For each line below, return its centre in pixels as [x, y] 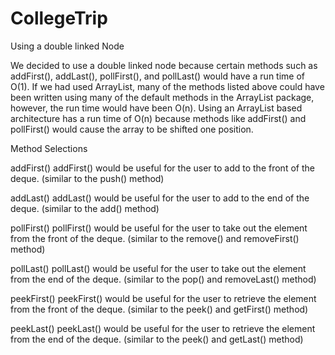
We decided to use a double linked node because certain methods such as [164, 65]
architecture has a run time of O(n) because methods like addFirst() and [158, 118]
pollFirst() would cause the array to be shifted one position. [132, 129]
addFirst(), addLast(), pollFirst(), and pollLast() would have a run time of [158, 76]
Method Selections [49, 148]
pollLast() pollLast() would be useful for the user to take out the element [158, 268]
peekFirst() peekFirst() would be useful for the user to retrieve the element [163, 298]
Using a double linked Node [67, 46]
